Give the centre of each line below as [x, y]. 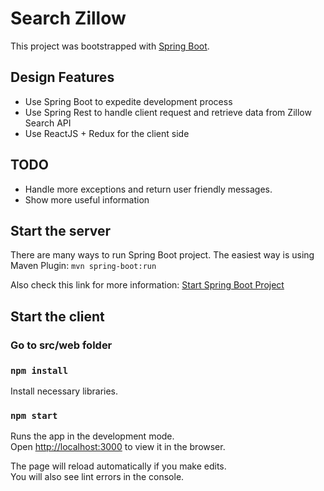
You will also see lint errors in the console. [97, 477]
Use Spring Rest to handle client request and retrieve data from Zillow [168, 112]
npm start [34, 415]
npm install [39, 370]
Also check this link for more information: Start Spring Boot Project [147, 285]
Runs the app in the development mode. [92, 436]
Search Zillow [68, 18]
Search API [48, 123]
